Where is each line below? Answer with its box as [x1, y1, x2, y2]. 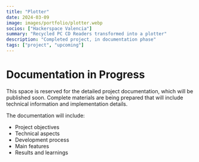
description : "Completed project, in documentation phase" [6, 36, 157, 42]
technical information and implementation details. [6, 100, 128, 108]
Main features [14, 142, 50, 149]
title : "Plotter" [6, 8, 50, 15]
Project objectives [14, 123, 60, 130]
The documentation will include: [6, 112, 85, 119]
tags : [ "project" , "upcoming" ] [6, 42, 84, 48]
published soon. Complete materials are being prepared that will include [6, 94, 183, 101]
